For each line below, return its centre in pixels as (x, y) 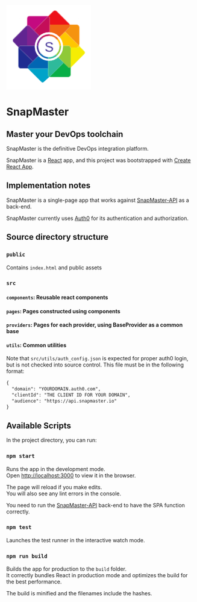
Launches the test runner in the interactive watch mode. (76, 540)
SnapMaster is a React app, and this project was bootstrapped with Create (98, 160)
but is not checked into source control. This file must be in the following (95, 365)
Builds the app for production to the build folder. (67, 569)
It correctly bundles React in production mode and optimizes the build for (97, 575)
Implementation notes (48, 186)
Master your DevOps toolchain (65, 134)
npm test (19, 527)
